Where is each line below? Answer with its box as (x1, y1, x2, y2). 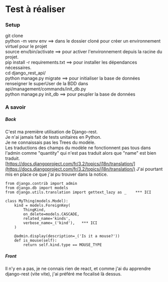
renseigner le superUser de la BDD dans (5, 81, 89, 87)
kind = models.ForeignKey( (14, 203, 71, 208)
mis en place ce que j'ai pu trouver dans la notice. (5, 171, 108, 177)
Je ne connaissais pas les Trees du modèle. (5, 139, 96, 146)
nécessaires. (5, 65, 32, 71)
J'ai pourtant (136, 166, 163, 172)
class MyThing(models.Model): (5, 199, 69, 204)
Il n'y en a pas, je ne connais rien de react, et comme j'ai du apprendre (5, 265, 151, 271)
